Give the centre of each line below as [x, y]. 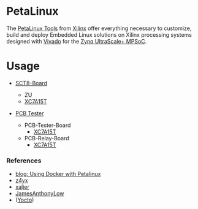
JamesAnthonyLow [40, 194]
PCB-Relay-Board [47, 138]
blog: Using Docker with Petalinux [58, 174]
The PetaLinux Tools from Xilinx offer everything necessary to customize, [99, 28]
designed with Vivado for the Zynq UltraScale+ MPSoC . [77, 41]
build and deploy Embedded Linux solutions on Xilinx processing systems [99, 34]
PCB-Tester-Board [48, 125]
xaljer [22, 187]
